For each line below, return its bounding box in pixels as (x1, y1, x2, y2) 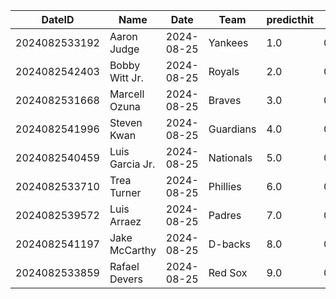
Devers (109, 272, 143, 286)
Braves (208, 94, 242, 107)
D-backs (208, 237, 251, 251)
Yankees (208, 36, 249, 49)
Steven (109, 116, 143, 129)
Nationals (208, 151, 253, 164)
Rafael (109, 260, 140, 273)
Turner (109, 186, 142, 199)
